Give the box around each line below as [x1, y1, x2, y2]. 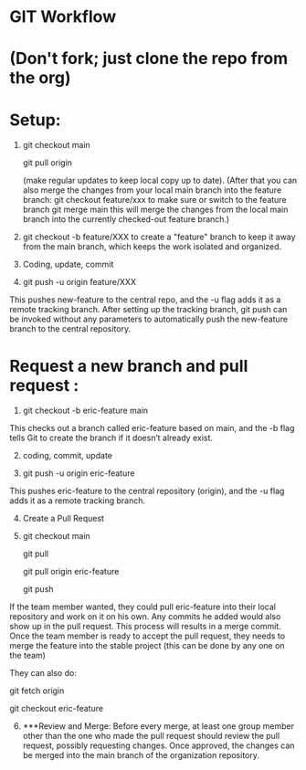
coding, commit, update [22, 450, 112, 461]
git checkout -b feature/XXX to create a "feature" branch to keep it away [22, 231, 296, 243]
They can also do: [9, 668, 78, 679]
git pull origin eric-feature [22, 566, 120, 577]
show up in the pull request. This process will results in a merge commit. [9, 621, 281, 632]
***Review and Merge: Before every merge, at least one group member [22, 721, 295, 732]
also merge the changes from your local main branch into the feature [22, 185, 282, 195]
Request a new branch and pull [9, 355, 248, 376]
